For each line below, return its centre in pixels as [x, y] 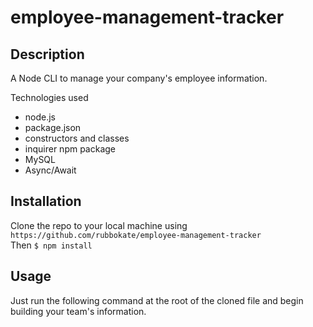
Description [47, 54]
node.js [40, 117]
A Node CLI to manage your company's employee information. [139, 78]
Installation [46, 201]
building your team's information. [78, 311]
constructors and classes [77, 138]
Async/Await [50, 170]
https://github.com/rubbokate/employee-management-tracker [136, 235]
